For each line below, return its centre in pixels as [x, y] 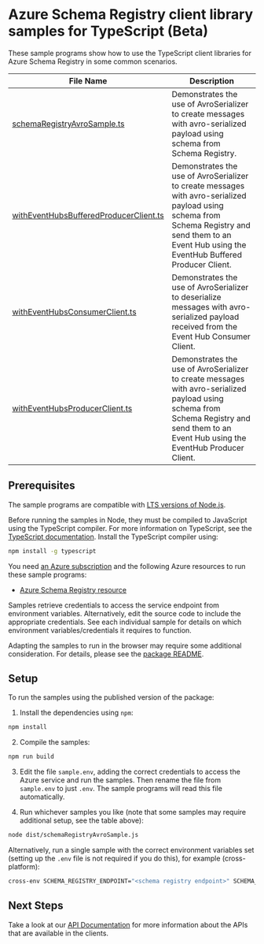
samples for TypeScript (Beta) [108, 31]
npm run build [31, 757]
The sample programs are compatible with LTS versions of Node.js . [117, 504]
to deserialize [196, 297]
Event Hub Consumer [211, 336]
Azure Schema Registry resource [73, 589]
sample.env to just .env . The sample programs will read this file [121, 789]
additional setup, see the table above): [81, 820]
